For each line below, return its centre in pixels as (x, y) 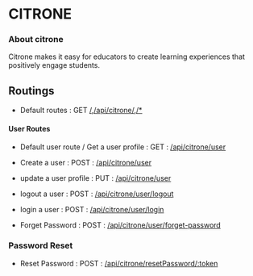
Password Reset (41, 245)
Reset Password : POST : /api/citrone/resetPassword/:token (119, 263)
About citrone (36, 40)
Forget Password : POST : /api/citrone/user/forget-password (120, 225)
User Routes (29, 128)
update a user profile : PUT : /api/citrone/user (95, 178)
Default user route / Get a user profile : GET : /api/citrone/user (123, 147)
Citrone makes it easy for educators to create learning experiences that (127, 56)
